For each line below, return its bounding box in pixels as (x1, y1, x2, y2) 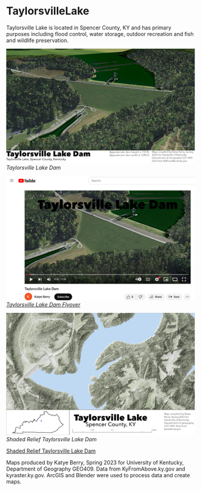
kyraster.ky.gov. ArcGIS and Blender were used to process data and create (6, 472, 190, 479)
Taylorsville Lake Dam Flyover (6, 301, 81, 308)
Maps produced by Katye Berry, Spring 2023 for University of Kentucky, (6, 459, 184, 466)
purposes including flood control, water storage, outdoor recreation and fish (6, 30, 194, 37)
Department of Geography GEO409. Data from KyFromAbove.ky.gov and (6, 465, 185, 472)
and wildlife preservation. (6, 37, 69, 44)
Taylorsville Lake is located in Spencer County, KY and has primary (6, 24, 172, 31)
